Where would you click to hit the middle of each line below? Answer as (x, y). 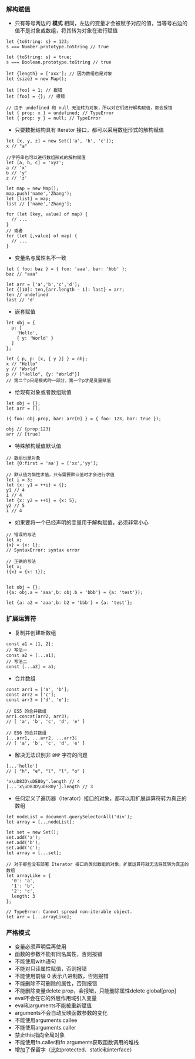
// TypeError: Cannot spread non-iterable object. (69, 912)
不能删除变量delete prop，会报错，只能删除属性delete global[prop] (95, 991)
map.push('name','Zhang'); (39, 194)
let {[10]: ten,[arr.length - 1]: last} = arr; (65, 290)
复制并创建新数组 (35, 633)
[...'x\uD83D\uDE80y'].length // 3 (50, 786)
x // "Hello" (22, 364)
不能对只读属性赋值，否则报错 (51, 968)
